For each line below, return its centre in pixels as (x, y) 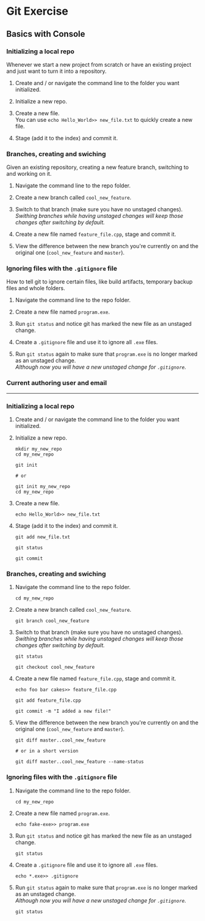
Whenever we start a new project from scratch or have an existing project (99, 64)
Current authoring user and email (57, 383)
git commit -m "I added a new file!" (63, 712)
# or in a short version (47, 751)
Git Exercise (37, 11)
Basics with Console (46, 34)
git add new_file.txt (42, 537)
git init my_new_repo (42, 487)
